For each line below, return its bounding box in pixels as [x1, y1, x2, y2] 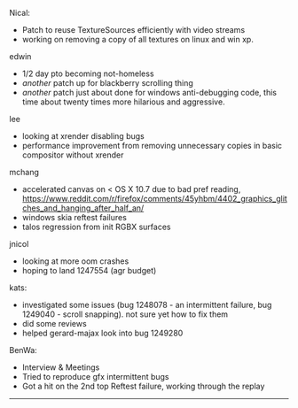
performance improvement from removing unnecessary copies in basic [21, 141, 282, 150]
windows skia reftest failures [21, 212, 127, 222]
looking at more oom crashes [21, 256, 129, 266]
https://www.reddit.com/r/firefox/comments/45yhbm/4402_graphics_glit [21, 194, 288, 204]
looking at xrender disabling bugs [21, 131, 145, 141]
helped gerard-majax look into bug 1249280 [21, 327, 184, 338]
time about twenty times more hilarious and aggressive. [21, 96, 225, 107]
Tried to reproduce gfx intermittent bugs [21, 372, 169, 381]
